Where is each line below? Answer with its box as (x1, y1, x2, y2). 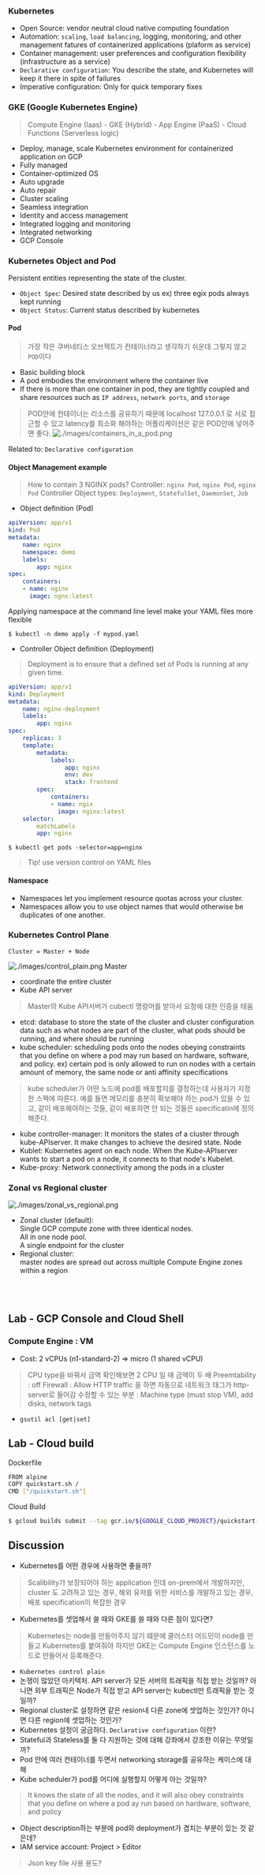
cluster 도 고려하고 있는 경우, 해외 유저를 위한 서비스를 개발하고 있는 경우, (27, 1587, 254, 1597)
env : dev (64, 771, 93, 779)
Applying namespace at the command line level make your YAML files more (8, 606, 254, 616)
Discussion (8, 1539, 65, 1552)
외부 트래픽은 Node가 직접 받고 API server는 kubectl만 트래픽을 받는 (34, 1686, 247, 1695)
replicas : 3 (22, 734, 62, 742)
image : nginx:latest (58, 807, 125, 816)
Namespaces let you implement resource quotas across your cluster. (19, 893, 244, 902)
